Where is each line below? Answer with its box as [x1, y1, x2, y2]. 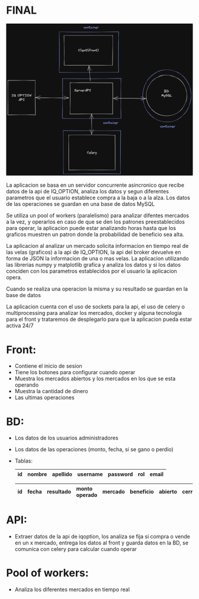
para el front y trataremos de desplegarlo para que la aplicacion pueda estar [6, 316, 192, 323]
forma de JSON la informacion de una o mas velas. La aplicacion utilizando [6, 255, 190, 262]
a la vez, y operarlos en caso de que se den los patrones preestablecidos [6, 218, 185, 225]
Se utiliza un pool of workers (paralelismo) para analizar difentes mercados [6, 212, 190, 219]
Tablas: [14, 457, 33, 464]
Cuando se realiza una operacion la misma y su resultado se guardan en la [6, 285, 188, 292]
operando [14, 381, 39, 388]
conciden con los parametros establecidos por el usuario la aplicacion [6, 267, 178, 275]
